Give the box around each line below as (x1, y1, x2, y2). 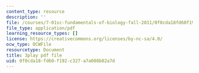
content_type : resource (6, 8, 65, 15)
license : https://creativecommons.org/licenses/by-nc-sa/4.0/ (6, 36, 163, 42)
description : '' (6, 14, 46, 20)
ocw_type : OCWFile (6, 42, 52, 48)
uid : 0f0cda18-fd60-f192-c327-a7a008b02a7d (6, 58, 115, 64)
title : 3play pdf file (6, 52, 62, 58)
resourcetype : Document (6, 47, 65, 53)
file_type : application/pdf (6, 25, 76, 31)
